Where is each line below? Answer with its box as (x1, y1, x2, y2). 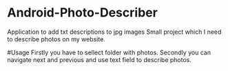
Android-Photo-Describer (7, 5, 158, 21)
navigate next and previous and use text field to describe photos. (7, 55, 191, 63)
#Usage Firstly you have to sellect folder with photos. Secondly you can (7, 48, 211, 57)
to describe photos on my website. (7, 34, 105, 43)
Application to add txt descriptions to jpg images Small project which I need (7, 28, 222, 36)
